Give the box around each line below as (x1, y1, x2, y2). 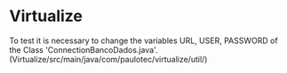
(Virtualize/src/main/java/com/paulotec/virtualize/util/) (9, 54, 208, 64)
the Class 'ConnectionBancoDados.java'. (9, 44, 158, 55)
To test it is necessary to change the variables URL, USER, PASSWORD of (9, 35, 278, 46)
